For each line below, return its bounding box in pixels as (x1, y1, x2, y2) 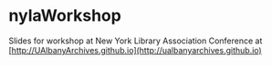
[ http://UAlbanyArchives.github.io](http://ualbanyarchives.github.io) (8, 44, 262, 55)
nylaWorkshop (8, 5, 122, 26)
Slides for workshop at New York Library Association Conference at (8, 35, 263, 46)
